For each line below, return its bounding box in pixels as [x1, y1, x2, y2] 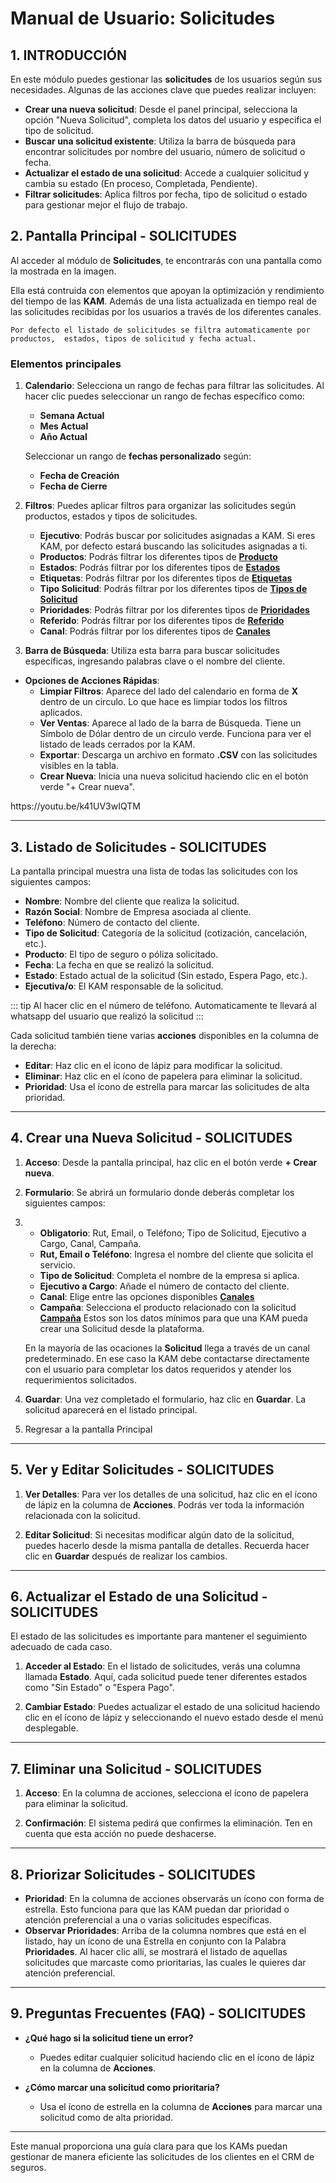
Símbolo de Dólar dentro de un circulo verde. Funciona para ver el [39, 728, 312, 740]
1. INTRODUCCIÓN [10, 47, 127, 64]
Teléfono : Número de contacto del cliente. [24, 916, 200, 928]
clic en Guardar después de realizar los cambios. [24, 1550, 228, 1562]
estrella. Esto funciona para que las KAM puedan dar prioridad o [24, 1903, 290, 1915]
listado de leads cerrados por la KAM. [39, 738, 196, 751]
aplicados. [39, 707, 83, 719]
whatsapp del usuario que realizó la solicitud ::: [10, 1010, 204, 1022]
